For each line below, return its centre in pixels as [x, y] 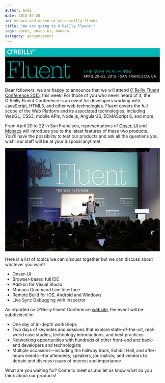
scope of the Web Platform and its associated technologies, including [75, 111]
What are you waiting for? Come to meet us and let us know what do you [79, 370]
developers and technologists [51, 345]
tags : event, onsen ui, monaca [37, 31]
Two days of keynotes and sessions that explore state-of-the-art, [78, 329]
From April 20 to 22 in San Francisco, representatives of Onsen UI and [76, 126]
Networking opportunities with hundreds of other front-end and [76, 340]
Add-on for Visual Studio [37, 284]
